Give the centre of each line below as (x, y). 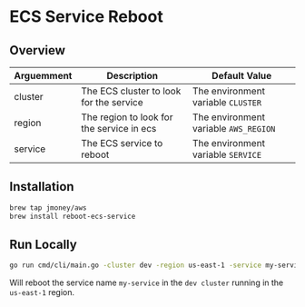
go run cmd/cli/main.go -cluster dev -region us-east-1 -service (135, 265)
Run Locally (43, 244)
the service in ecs (119, 129)
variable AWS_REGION (234, 129)
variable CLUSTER (226, 102)
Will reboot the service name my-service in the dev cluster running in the (147, 282)
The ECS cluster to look (131, 91)
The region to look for (127, 117)
